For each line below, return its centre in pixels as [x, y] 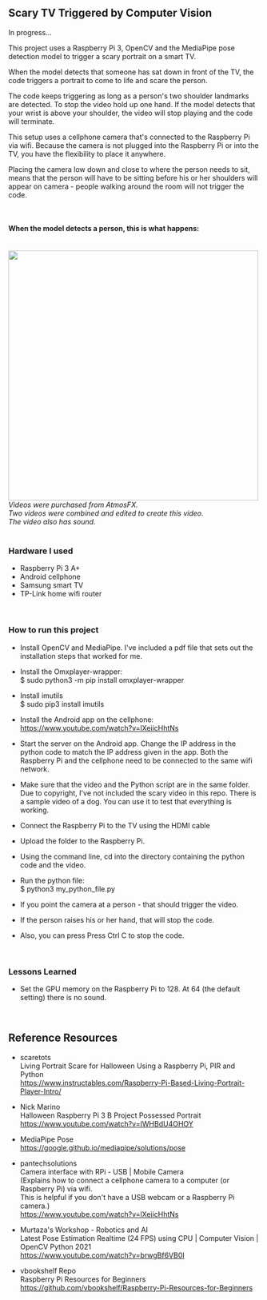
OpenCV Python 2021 [56, 1246]
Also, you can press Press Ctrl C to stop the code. [102, 935]
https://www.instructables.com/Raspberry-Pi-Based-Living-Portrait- [132, 1083]
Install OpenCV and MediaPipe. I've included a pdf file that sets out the [136, 648]
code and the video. [53, 865]
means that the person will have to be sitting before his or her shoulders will [133, 177]
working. [34, 810]
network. [34, 769]
